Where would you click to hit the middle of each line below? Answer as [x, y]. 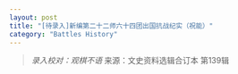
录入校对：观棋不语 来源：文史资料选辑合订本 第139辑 [130, 61]
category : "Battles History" [64, 34]
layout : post [34, 17]
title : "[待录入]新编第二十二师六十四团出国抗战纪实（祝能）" [111, 26]
